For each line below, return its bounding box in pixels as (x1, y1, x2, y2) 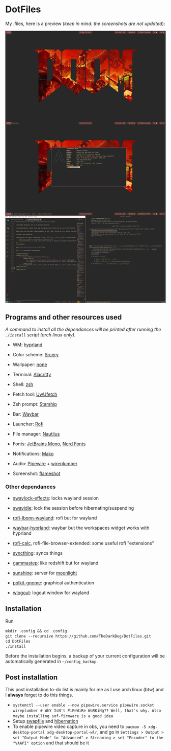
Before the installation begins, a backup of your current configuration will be (5, 653, 165, 659)
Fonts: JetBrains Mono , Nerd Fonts (12, 441, 86, 447)
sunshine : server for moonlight (12, 570, 77, 576)
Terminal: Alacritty (12, 372, 51, 378)
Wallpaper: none (12, 361, 47, 368)
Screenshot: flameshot (12, 470, 61, 476)
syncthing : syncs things (12, 550, 63, 556)
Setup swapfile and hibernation (12, 718, 78, 724)
